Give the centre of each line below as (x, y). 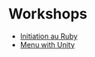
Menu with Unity (47, 44)
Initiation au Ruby (49, 36)
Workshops (48, 14)
